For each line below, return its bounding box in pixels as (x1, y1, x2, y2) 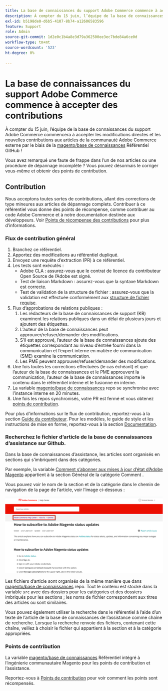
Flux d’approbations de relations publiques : (12, 305, 103, 311)
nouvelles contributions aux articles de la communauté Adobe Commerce (5, 137, 156, 143)
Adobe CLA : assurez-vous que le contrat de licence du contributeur (19, 268, 161, 274)
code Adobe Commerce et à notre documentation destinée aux (5, 212, 135, 218)
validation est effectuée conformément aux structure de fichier (19, 294, 149, 300)
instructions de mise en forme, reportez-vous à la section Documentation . (5, 421, 157, 427)
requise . (19, 300, 37, 306)
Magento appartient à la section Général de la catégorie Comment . (5, 472, 144, 478)
